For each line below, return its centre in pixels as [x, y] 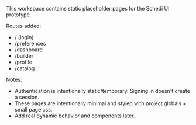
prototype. [19, 15]
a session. [27, 97]
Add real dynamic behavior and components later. [75, 116]
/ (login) [24, 37]
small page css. [33, 110]
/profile [23, 62]
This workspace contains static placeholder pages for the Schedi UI [88, 8]
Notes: [14, 79]
